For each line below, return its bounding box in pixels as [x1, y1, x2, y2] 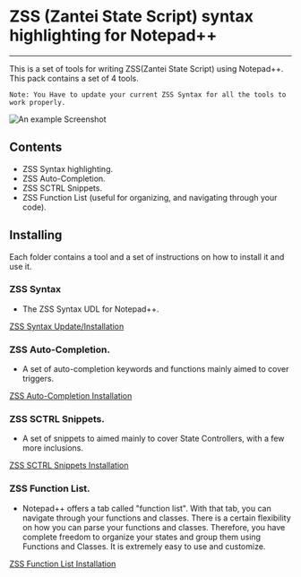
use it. [9, 261, 32, 271]
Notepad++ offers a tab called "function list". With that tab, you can [21, 503, 271, 513]
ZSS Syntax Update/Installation [9, 321, 125, 332]
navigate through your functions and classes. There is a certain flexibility [21, 512, 291, 523]
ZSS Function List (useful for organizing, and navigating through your [21, 192, 278, 202]
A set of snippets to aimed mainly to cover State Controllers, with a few [21, 433, 285, 444]
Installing [9, 228, 63, 243]
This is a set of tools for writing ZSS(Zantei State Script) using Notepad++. [9, 63, 284, 73]
